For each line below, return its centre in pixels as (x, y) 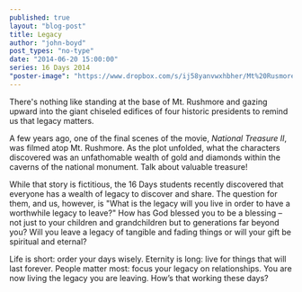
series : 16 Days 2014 (50, 68)
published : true (40, 18)
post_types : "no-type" (52, 51)
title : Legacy (36, 34)
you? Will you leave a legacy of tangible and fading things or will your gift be (151, 232)
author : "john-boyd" (48, 43)
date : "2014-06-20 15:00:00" (64, 59)
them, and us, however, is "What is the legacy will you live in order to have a (150, 203)
